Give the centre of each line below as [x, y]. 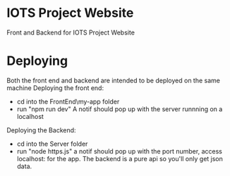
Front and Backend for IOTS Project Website [71, 32]
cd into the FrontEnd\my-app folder [68, 101]
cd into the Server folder [52, 144]
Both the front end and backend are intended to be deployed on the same [113, 80]
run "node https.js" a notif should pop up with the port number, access [120, 151]
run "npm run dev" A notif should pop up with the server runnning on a [120, 109]
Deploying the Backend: [41, 130]
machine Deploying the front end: [55, 88]
